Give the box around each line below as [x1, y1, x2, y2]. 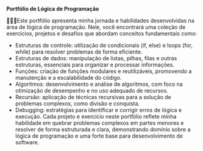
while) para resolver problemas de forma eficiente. [15, 48, 143, 55]
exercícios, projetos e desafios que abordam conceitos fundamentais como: [6, 30, 198, 37]
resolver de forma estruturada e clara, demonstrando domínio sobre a [15, 126, 191, 133]
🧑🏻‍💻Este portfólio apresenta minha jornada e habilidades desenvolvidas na [6, 17, 195, 24]
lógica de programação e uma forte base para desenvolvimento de [15, 132, 183, 139]
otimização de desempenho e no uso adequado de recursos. [15, 87, 169, 94]
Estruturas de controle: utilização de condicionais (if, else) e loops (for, [15, 42, 193, 49]
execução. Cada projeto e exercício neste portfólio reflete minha [15, 113, 177, 120]
